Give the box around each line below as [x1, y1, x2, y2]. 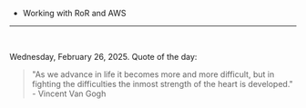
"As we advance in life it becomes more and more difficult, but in [31, 69, 275, 80]
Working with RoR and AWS [22, 8, 127, 18]
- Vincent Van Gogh [31, 88, 107, 99]
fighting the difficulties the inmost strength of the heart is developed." [31, 79, 293, 89]
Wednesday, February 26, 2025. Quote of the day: [9, 52, 198, 62]
